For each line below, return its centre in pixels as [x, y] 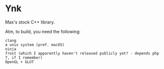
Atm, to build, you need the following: [43, 31]
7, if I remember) [24, 57]
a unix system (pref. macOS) [35, 45]
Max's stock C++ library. [30, 22]
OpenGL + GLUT [20, 62]
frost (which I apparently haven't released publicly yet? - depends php [82, 53]
